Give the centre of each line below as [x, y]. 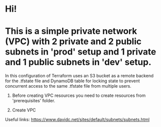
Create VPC [24, 110]
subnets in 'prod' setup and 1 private [80, 52]
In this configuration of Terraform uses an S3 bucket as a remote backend [79, 76]
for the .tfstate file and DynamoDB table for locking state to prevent [72, 81]
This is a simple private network [71, 31]
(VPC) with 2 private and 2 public [73, 42]
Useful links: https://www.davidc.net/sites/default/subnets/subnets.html [77, 120]
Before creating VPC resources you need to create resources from [79, 95]
